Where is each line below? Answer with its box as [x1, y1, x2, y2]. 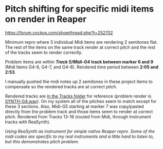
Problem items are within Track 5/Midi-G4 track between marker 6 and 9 [5, 59, 154, 65]
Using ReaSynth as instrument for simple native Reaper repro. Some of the [5, 128, 155, 134]
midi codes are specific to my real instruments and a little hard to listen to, [5, 133, 154, 139]
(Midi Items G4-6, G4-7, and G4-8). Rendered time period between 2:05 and [5, 64, 159, 70]
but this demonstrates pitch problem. [5, 138, 79, 144]
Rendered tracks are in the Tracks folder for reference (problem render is [5, 93, 152, 99]
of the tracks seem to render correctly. [5, 50, 83, 55]
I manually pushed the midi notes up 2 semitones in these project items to [5, 79, 153, 84]
